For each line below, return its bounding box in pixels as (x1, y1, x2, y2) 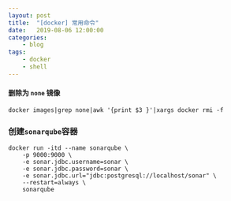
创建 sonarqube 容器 (8, 125, 78, 136)
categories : (8, 33, 47, 42)
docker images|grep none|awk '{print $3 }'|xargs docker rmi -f (8, 106, 224, 114)
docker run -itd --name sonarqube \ (8, 144, 129, 152)
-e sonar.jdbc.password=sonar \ (22, 165, 129, 173)
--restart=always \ (22, 179, 87, 187)
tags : (8, 48, 26, 56)
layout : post (8, 11, 51, 20)
